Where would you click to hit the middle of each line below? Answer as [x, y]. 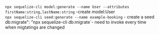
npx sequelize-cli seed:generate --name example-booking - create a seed [80, 17]
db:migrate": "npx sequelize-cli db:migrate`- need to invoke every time [76, 22]
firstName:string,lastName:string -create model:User [60, 12]
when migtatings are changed [35, 27]
